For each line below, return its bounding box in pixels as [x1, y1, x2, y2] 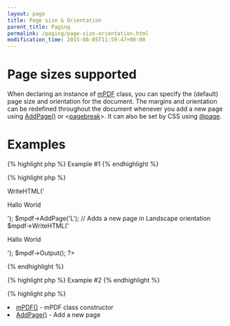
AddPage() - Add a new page [16, 311, 101, 319]
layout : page [7, 10, 46, 18]
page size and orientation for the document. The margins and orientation [7, 97, 217, 106]
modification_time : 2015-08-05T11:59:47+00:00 [7, 36, 146, 43]
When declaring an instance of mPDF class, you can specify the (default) [7, 90, 219, 98]
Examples [7, 137, 66, 153]
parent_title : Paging [7, 23, 71, 30]
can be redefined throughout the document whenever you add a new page [7, 104, 223, 113]
